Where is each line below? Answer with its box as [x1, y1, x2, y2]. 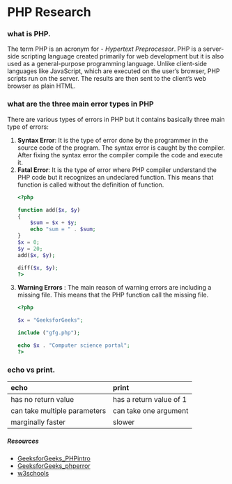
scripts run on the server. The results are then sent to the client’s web [7, 75, 207, 83]
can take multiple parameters [10, 406, 107, 416]
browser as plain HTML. [7, 81, 76, 91]
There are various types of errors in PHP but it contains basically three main [7, 115, 225, 123]
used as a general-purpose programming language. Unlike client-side [7, 60, 208, 68]
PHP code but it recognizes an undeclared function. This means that [17, 173, 214, 181]
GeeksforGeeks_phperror [17, 462, 91, 470]
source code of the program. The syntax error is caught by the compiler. [17, 143, 225, 152]
